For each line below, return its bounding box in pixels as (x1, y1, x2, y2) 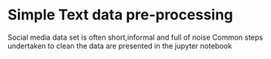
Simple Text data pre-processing (7, 6, 234, 24)
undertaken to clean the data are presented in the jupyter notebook (7, 40, 232, 50)
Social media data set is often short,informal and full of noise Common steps (7, 32, 264, 42)
